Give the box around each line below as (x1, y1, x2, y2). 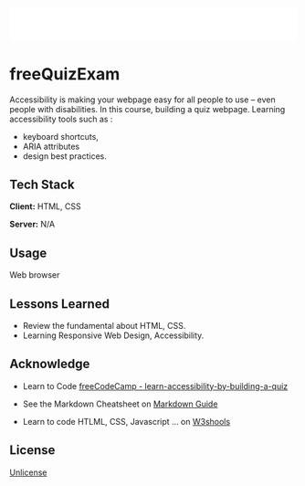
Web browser (9, 269, 60, 280)
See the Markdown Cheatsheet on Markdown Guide (22, 398, 218, 409)
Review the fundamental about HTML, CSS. (22, 320, 186, 331)
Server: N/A (9, 218, 56, 230)
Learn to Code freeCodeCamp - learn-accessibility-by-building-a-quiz (22, 380, 289, 391)
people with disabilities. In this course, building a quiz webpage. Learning (9, 103, 286, 114)
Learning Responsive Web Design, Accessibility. (22, 330, 205, 341)
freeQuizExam (9, 63, 121, 84)
